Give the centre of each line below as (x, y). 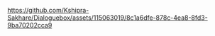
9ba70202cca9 (30, 25)
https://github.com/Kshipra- (48, 10)
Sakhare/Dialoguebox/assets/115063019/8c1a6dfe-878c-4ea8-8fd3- (107, 18)
